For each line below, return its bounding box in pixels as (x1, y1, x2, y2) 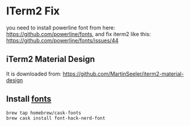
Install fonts (6, 94, 52, 104)
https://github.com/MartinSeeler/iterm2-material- (62, 70, 184, 77)
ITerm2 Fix (6, 4, 60, 18)
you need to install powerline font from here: (6, 24, 115, 31)
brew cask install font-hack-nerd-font (6, 115, 106, 121)
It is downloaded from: (6, 70, 62, 77)
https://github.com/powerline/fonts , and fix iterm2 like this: (6, 30, 151, 37)
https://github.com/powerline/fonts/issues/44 (6, 37, 119, 44)
